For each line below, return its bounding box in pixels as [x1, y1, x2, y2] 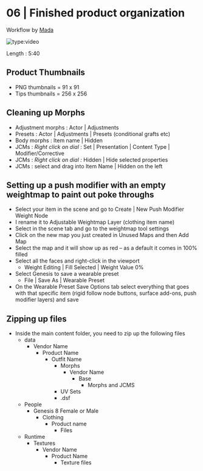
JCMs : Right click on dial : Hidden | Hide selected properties [15, 156, 168, 163]
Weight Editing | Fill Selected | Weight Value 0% [24, 264, 144, 271]
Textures [33, 439, 56, 447]
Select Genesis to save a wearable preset [15, 270, 119, 278]
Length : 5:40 [6, 49, 40, 57]
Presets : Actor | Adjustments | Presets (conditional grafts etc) [15, 130, 171, 137]
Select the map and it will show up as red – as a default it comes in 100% [15, 244, 198, 252]
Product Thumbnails [6, 67, 85, 78]
